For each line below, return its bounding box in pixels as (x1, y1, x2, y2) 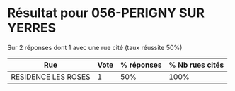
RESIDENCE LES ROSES (11, 72, 91, 82)
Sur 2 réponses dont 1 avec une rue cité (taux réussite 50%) (7, 43, 183, 51)
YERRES (7, 20, 57, 36)
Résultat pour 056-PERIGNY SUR (7, 5, 205, 21)
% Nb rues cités (168, 60, 224, 70)
